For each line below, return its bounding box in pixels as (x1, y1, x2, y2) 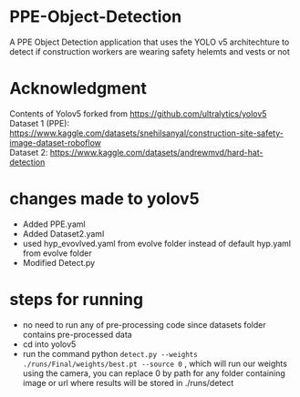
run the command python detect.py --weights (22, 348, 198, 359)
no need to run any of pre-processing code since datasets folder (22, 319, 266, 330)
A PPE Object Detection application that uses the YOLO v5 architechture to (9, 36, 290, 47)
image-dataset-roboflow (9, 137, 102, 148)
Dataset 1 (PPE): (9, 117, 70, 128)
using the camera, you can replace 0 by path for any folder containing (22, 367, 285, 379)
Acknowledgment (9, 78, 148, 99)
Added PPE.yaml (22, 219, 86, 229)
